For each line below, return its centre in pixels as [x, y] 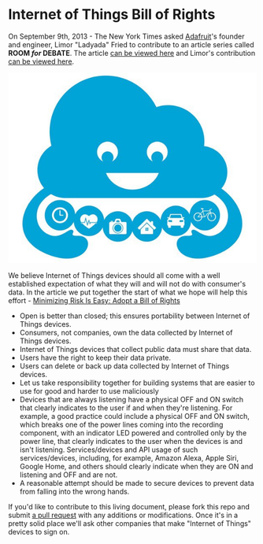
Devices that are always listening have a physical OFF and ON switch [131, 400]
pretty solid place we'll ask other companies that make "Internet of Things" [130, 524]
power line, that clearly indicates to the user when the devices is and [131, 442]
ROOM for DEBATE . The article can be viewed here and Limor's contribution [132, 53]
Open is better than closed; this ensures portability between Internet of [135, 316]
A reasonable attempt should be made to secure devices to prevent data [137, 483]
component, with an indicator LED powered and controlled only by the [133, 433]
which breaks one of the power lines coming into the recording [121, 425]
